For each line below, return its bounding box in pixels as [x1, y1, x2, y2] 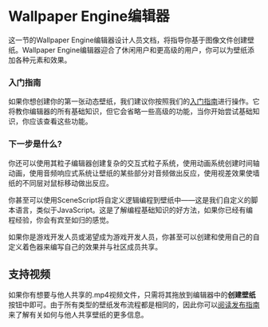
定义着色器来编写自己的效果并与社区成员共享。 [8, 242, 162, 251]
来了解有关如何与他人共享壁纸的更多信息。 [8, 310, 148, 320]
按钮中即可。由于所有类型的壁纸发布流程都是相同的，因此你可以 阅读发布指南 [8, 300, 260, 309]
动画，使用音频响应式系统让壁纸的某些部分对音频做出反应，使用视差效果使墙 [8, 168, 260, 178]
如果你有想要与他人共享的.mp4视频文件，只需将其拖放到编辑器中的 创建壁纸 [8, 290, 256, 300]
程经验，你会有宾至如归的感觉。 [8, 215, 113, 224]
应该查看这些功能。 [29, 116, 93, 126]
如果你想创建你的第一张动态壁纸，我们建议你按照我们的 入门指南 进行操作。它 [8, 97, 260, 106]
